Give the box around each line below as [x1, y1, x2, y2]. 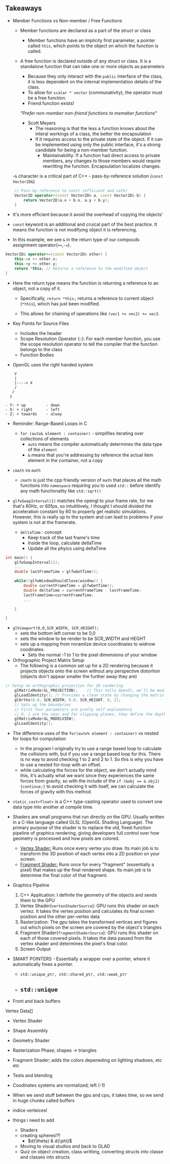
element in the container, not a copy [27, 457, 103, 463]
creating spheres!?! [20, 1132, 61, 1138]
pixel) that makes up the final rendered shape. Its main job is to [20, 867, 151, 873]
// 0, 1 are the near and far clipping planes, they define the [14, 712, 153, 717]
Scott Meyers [27, 119, 56, 126]
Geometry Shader [12, 1037, 50, 1044]
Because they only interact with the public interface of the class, [27, 73, 163, 79]
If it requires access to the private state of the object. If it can [35, 136, 163, 142]
